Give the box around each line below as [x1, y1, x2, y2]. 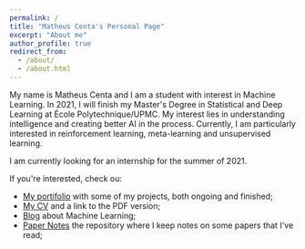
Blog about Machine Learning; [22, 210, 137, 221]
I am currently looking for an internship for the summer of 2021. [9, 155, 248, 166]
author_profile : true [9, 38, 92, 48]
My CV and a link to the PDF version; [22, 200, 161, 211]
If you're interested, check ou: [9, 172, 123, 183]
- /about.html [17, 65, 71, 74]
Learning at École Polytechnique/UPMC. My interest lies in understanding [9, 109, 285, 119]
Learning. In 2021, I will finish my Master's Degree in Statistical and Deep [9, 99, 283, 109]
